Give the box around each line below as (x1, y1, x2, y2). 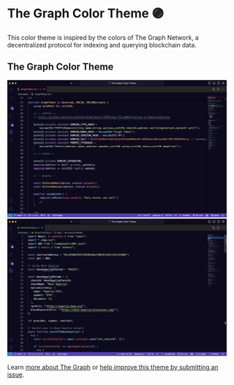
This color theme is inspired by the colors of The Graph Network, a (7, 33, 199, 42)
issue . (7, 370, 24, 379)
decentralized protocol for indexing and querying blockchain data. (7, 40, 197, 49)
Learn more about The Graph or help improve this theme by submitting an (7, 363, 219, 372)
